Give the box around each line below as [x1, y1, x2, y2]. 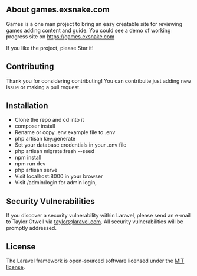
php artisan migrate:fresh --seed [14, 148, 95, 155]
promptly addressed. [6, 225, 57, 232]
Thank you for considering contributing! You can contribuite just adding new [6, 77, 192, 85]
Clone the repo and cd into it [14, 116, 84, 124]
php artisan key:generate [14, 135, 76, 142]
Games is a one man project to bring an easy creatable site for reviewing [6, 20, 183, 27]
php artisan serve [14, 167, 58, 174]
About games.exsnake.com [6, 5, 110, 15]
